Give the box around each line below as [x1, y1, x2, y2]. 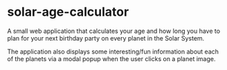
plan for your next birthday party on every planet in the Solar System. [7, 34, 205, 42]
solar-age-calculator [7, 4, 129, 20]
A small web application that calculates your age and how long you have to [7, 27, 220, 35]
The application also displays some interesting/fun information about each [7, 47, 219, 56]
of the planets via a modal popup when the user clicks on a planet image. [7, 54, 216, 62]
